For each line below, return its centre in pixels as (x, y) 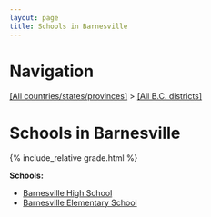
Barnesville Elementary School (80, 203)
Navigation (51, 71)
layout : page (34, 18)
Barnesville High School (67, 193)
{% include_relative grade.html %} (74, 158)
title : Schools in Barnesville (69, 26)
